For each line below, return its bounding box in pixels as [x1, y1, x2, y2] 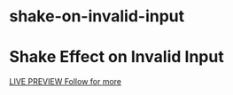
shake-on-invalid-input [9, 6, 185, 27]
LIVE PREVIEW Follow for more [9, 76, 122, 87]
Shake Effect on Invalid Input [9, 47, 224, 67]
